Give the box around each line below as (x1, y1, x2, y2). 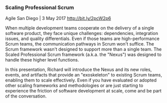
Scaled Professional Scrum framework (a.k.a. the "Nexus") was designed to (5, 51, 162, 57)
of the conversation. (5, 93, 47, 99)
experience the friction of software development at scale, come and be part (5, 88, 162, 94)
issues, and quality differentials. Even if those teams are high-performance (5, 35, 159, 41)
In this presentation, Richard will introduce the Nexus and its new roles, (5, 66, 152, 72)
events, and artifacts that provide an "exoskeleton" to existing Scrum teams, (5, 72, 162, 78)
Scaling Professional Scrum (5, 4, 74, 11)
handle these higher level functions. (5, 57, 79, 63)
